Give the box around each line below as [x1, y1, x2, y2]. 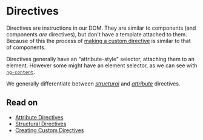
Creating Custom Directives [15, 126, 84, 134]
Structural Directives [15, 120, 67, 127]
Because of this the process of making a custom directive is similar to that [6, 37, 191, 44]
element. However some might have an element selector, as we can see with [6, 62, 198, 69]
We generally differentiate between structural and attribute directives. [6, 80, 181, 87]
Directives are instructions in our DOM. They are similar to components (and [6, 24, 196, 32]
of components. [6, 44, 46, 51]
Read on [6, 98, 38, 108]
